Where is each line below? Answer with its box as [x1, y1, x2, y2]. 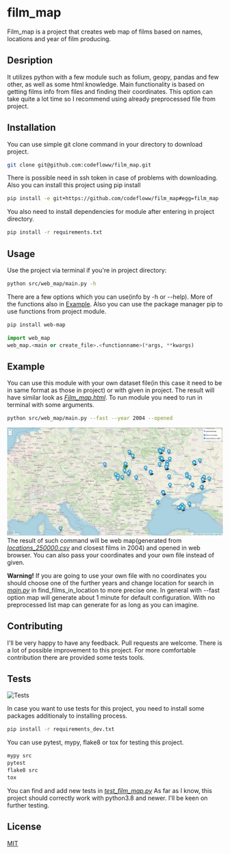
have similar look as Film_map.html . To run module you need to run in [7, 393, 203, 402]
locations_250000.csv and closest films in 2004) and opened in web [7, 544, 201, 552]
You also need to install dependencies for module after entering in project [7, 208, 214, 216]
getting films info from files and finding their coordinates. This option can [7, 87, 214, 95]
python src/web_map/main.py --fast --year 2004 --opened [7, 415, 173, 422]
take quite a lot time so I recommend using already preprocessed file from [7, 95, 216, 103]
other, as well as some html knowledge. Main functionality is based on [7, 80, 205, 88]
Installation [7, 122, 56, 134]
